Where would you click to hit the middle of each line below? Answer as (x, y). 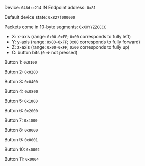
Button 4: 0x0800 (21, 91)
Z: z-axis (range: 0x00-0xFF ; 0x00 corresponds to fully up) (71, 47)
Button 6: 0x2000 (21, 111)
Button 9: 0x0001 (21, 140)
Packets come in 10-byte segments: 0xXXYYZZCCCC (55, 27)
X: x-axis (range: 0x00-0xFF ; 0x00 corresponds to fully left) (71, 36)
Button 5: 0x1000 (21, 101)
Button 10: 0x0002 (22, 149)
